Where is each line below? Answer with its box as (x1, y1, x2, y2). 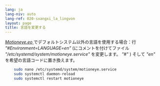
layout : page (5, 20, 32, 26)
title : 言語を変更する (5, 25, 46, 30)
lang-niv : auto (5, 12, 36, 17)
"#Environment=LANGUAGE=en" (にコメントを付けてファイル (5, 45, 130, 51)
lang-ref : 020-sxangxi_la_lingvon (5, 16, 76, 21)
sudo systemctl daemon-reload (14, 71, 76, 76)
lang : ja (5, 7, 23, 12)
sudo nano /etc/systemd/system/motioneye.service (14, 67, 117, 72)
